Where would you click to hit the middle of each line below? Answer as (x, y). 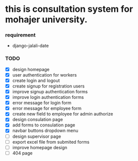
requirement (20, 35)
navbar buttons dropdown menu (45, 131)
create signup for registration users (48, 86)
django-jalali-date (31, 46)
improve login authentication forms (48, 97)
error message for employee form (47, 108)
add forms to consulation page (44, 125)
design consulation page (37, 120)
